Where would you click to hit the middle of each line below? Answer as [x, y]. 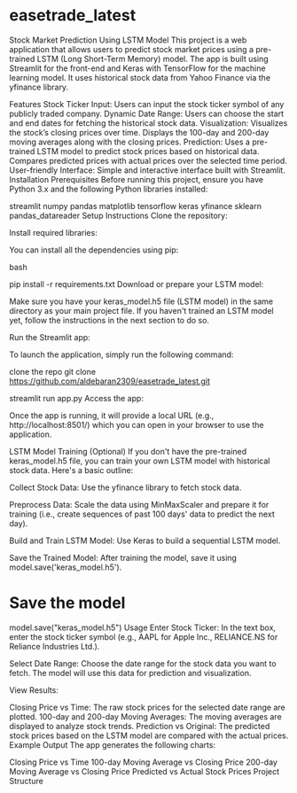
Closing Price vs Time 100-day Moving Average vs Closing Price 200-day [143, 762]
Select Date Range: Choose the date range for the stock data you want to [143, 663]
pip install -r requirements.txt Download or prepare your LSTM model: [137, 284]
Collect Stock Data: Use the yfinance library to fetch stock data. [125, 487]
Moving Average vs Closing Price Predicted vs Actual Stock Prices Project [145, 771]
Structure [27, 781]
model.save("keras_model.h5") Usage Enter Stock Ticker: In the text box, [143, 627]
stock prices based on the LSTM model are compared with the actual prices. [149, 735]
